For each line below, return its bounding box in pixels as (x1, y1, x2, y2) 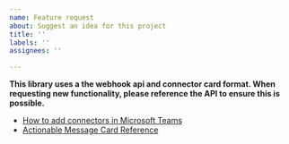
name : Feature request (9, 13, 94, 22)
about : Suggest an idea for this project (9, 21, 167, 30)
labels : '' (9, 38, 50, 47)
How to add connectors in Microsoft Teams (22, 115, 182, 126)
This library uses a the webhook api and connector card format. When (9, 79, 276, 89)
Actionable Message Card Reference (22, 124, 159, 135)
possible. (9, 97, 45, 108)
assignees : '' (9, 47, 63, 55)
